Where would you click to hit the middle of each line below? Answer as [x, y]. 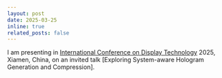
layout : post [26, 13]
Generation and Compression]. [51, 67]
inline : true [26, 26]
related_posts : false [38, 33]
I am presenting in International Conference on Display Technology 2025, [111, 52]
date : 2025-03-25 [32, 20]
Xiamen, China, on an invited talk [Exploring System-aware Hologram [106, 60]
